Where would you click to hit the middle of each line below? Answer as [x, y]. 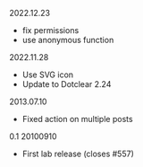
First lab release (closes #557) [78, 154]
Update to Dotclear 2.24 [67, 84]
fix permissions [50, 30]
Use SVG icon [48, 75]
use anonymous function [68, 40]
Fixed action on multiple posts [77, 119]
